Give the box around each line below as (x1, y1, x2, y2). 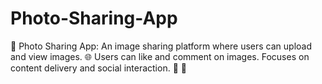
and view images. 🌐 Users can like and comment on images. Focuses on (10, 50, 310, 62)
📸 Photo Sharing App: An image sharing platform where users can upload (10, 40, 312, 52)
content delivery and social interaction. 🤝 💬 (10, 62, 187, 74)
